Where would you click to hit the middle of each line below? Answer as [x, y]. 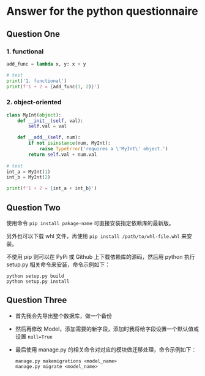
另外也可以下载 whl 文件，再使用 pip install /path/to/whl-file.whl [93, 236]
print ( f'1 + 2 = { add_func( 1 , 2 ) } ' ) [53, 86]
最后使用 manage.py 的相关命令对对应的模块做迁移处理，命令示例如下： [106, 349]
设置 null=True [34, 336]
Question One [33, 34]
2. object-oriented [34, 102]
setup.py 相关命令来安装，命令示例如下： [58, 264]
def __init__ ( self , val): [50, 121]
